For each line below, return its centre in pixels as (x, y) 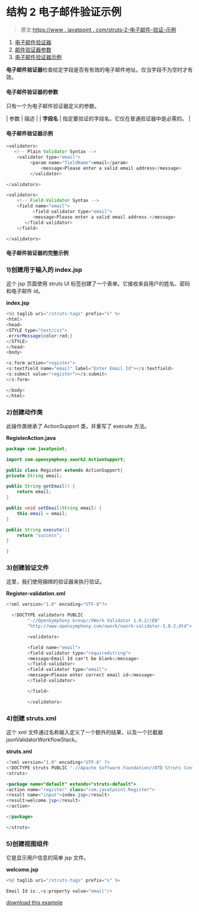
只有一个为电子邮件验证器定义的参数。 (53, 106)
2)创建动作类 (25, 412)
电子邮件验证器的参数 (32, 92)
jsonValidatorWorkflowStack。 (43, 740)
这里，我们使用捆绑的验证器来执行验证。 (55, 582)
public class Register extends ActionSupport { (65, 470)
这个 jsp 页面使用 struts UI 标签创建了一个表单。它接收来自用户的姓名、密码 (98, 284)
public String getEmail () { (41, 486)
